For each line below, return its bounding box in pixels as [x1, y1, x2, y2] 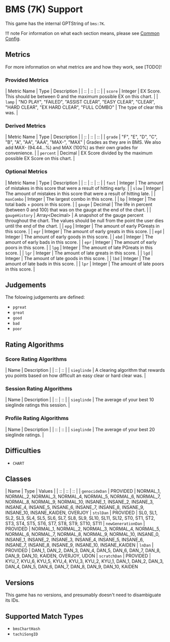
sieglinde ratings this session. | [5, 402, 70, 408]
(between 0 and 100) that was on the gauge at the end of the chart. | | [5, 207, 151, 213]
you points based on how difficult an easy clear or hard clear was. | [5, 372, 146, 379]
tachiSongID [12, 631, 38, 637]
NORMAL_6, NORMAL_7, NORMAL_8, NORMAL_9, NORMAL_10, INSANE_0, [5, 531, 160, 537]
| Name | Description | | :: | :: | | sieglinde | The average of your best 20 [5, 426, 155, 432]
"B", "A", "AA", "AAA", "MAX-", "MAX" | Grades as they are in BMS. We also [5, 139, 161, 145]
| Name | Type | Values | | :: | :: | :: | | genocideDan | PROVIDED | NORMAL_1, [5, 488, 161, 494]
